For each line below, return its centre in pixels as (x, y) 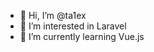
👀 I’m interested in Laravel (73, 26)
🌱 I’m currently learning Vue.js (82, 36)
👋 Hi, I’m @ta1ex (53, 15)
